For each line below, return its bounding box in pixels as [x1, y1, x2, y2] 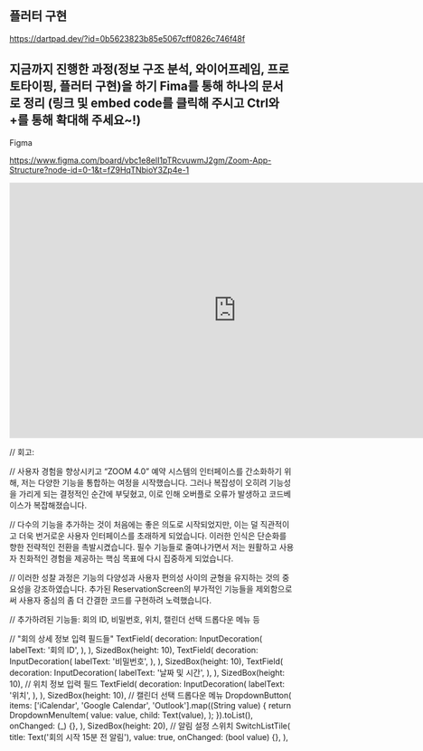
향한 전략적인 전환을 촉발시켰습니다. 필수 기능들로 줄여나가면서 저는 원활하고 [9, 541, 277, 552]
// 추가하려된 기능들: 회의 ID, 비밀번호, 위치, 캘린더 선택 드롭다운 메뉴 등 [9, 613, 260, 624]
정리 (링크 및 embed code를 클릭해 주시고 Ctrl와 [23, 96, 280, 111]
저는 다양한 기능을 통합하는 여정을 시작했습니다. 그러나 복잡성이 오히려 [21, 477, 268, 488]
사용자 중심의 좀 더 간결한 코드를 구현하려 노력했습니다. [18, 594, 212, 605]
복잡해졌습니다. [33, 499, 88, 510]
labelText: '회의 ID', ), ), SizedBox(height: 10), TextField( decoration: [9, 644, 259, 655]
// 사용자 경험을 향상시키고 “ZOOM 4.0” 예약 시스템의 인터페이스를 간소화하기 [9, 465, 282, 477]
